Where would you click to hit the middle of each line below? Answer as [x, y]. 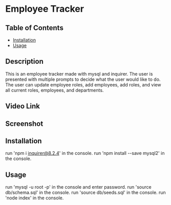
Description [24, 62]
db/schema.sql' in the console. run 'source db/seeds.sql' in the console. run [86, 193]
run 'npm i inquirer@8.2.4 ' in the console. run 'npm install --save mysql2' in [85, 153]
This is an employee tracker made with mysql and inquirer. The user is [79, 74]
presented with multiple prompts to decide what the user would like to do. [83, 79]
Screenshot [24, 123]
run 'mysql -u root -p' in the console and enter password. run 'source [79, 187]
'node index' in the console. [35, 198]
